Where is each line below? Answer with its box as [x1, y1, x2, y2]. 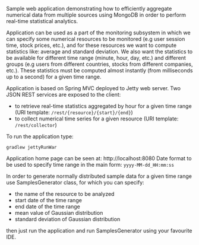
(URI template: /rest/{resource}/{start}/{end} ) [14, 109, 134, 116]
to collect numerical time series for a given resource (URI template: [14, 115, 179, 122]
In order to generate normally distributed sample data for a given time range [6, 173, 192, 180]
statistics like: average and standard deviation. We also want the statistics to [6, 48, 193, 55]
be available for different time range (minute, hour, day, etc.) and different [6, 55, 186, 61]
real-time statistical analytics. [6, 18, 78, 24]
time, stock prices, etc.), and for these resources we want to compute [6, 42, 177, 49]
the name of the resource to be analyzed [14, 190, 115, 198]
